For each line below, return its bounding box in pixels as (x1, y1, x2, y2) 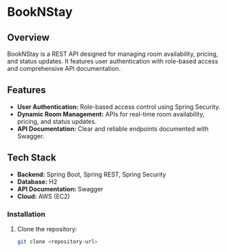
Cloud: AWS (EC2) (17, 192, 70, 200)
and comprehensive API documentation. (7, 65, 121, 72)
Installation (7, 209, 46, 219)
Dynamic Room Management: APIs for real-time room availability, (17, 109, 205, 118)
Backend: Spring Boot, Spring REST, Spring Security (17, 170, 166, 178)
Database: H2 (17, 177, 58, 186)
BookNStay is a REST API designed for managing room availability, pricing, (7, 50, 219, 58)
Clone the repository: (17, 224, 78, 233)
